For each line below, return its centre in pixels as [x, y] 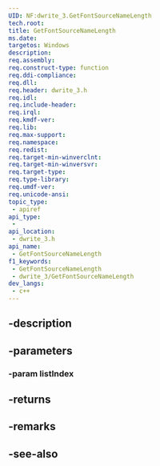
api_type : [25, 217]
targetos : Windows [39, 46]
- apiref [26, 209]
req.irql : [25, 113]
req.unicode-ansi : [39, 194]
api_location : [32, 232]
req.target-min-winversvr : [53, 165]
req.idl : [23, 98]
